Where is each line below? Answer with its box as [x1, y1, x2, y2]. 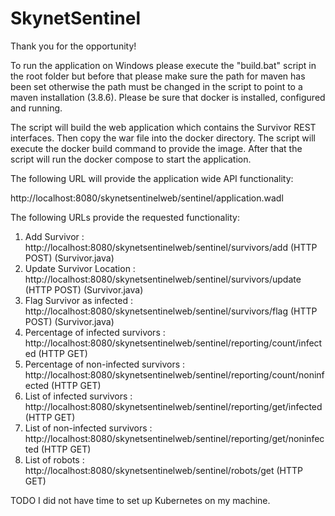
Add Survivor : [24, 230, 85, 242]
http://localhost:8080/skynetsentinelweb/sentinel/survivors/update [24, 273, 302, 285]
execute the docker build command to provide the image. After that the [10, 142, 303, 154]
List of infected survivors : [24, 390, 133, 402]
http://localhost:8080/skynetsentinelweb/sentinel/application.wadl [10, 192, 284, 204]
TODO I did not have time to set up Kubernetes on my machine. [10, 494, 271, 506]
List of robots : [24, 453, 85, 466]
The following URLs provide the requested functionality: [10, 211, 240, 223]
